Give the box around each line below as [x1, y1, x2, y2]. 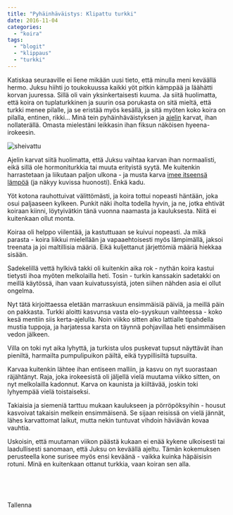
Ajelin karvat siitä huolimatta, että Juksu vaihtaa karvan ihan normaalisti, [7, 155, 217, 164]
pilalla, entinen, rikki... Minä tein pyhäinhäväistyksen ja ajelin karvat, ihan [7, 113, 218, 121]
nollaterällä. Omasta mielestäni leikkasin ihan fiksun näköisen [7, 121, 184, 129]
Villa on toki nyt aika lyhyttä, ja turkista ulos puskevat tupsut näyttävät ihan [7, 344, 224, 352]
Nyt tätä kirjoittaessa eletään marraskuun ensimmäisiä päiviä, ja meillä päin [7, 300, 225, 308]
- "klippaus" [13, 50, 52, 57]
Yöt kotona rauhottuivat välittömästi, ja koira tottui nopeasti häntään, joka [7, 191, 218, 200]
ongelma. [7, 286, 34, 295]
